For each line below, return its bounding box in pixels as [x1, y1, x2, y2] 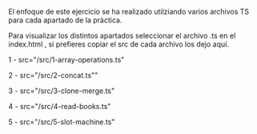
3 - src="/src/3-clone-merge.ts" [8, 86, 115, 95]
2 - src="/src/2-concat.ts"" [8, 71, 98, 79]
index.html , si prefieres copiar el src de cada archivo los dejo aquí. [8, 39, 230, 49]
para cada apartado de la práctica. [8, 15, 122, 25]
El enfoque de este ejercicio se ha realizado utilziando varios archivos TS [8, 7, 250, 16]
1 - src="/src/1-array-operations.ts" [8, 55, 125, 64]
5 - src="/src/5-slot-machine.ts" [8, 117, 115, 127]
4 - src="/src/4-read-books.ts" [8, 102, 111, 111]
